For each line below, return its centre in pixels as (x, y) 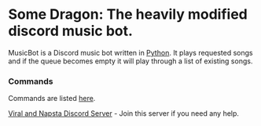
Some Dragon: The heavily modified (128, 14)
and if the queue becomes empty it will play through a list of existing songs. (130, 61)
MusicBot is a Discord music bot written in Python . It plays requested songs (130, 52)
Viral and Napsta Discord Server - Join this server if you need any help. (124, 113)
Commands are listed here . (52, 99)
